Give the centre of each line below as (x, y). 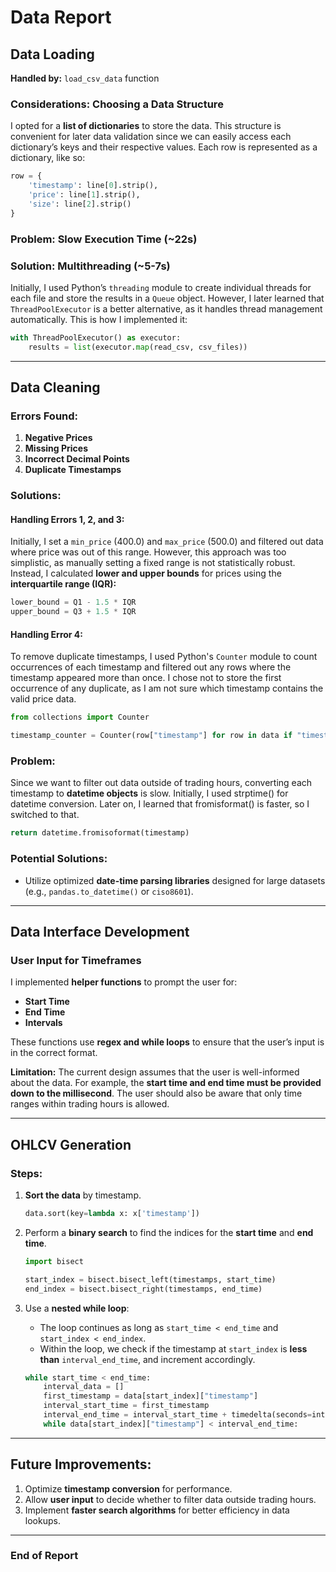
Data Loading (52, 54)
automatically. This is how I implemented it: (99, 319)
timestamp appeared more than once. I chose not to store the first (146, 678)
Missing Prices (56, 448)
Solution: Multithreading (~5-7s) (90, 266)
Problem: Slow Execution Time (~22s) (104, 239)
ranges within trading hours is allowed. (90, 1104)
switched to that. (45, 815)
